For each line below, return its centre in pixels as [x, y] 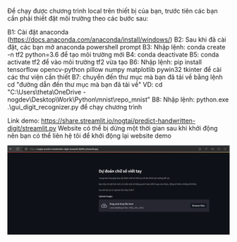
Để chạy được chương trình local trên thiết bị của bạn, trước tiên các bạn [113, 11]
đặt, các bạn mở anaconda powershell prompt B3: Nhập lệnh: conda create [116, 47]
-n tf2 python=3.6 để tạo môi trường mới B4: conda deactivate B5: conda [113, 54]
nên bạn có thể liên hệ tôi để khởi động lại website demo [89, 135]
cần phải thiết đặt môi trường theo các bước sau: [78, 18]
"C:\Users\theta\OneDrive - [47, 92]
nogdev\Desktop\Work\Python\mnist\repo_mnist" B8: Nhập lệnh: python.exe [118, 99]
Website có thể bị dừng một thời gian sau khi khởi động [138, 128]
